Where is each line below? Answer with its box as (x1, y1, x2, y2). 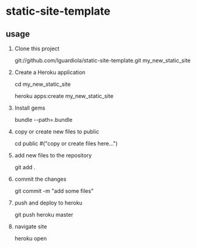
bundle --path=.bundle (14, 116, 73, 123)
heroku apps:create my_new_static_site (14, 92, 114, 99)
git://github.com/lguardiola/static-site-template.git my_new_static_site (14, 57, 191, 64)
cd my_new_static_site (14, 81, 71, 88)
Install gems (14, 104, 45, 111)
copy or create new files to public (14, 128, 99, 135)
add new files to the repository (14, 152, 92, 159)
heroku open (14, 235, 47, 242)
